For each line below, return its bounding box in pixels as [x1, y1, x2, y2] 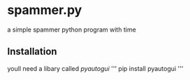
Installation [7, 46, 57, 58]
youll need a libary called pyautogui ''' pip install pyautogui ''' [7, 64, 184, 72]
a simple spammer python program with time [7, 25, 136, 34]
